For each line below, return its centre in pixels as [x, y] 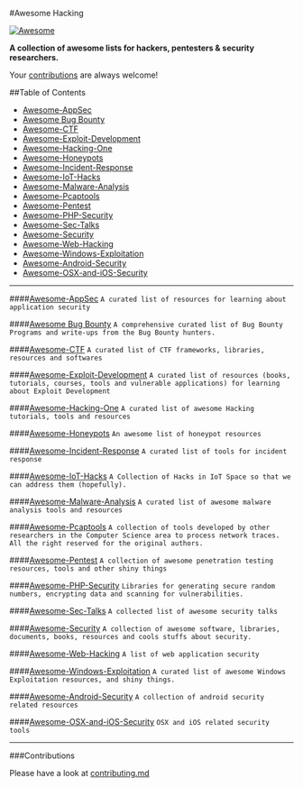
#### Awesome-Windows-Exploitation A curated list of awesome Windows [148, 671]
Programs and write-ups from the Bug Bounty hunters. [113, 333]
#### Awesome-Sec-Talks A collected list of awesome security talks [143, 611]
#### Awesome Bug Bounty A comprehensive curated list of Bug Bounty [147, 324]
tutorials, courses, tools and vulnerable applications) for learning [145, 383]
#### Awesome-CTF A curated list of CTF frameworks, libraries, [137, 349]
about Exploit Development [60, 391]
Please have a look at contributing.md [80, 773]
